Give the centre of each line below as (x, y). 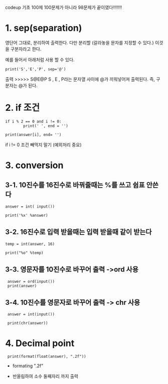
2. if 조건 (23, 108)
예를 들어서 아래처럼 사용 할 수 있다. (40, 59)
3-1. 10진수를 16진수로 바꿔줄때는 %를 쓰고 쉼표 (75, 185)
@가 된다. (28, 85)
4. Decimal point (40, 343)
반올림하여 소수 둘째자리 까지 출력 (45, 376)
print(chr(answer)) (28, 323)
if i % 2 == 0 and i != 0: (33, 121)
